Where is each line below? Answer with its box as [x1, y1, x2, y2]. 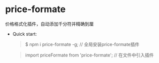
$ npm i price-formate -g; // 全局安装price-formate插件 [25, 41, 140, 47]
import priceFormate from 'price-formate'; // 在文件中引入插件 [25, 52, 154, 58]
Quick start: [12, 31, 37, 37]
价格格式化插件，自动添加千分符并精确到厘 [5, 21, 94, 27]
